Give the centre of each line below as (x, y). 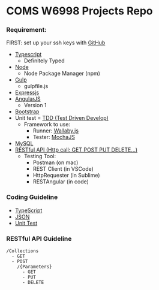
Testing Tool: (40, 156)
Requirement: (26, 30)
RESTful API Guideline (39, 238)
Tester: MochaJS (54, 137)
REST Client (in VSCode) (63, 169)
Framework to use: (47, 125)
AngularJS (28, 99)
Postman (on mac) (55, 162)
